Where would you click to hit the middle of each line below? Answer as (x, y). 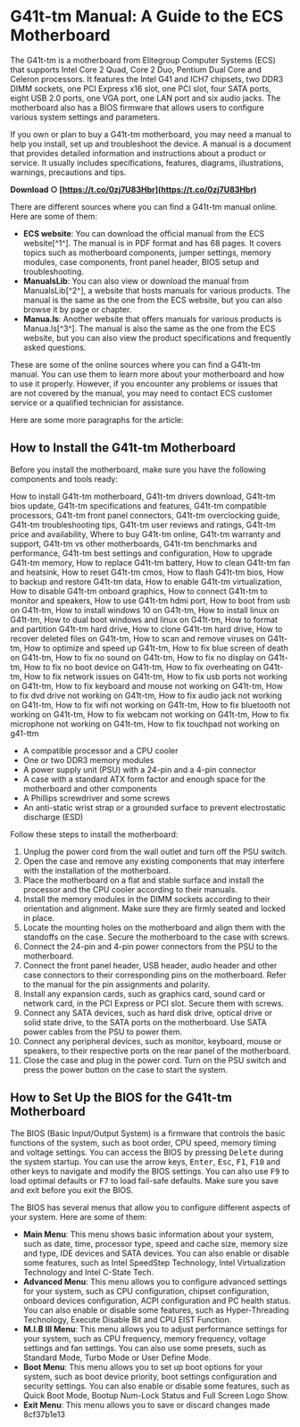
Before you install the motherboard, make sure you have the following (138, 469)
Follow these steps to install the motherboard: (94, 834)
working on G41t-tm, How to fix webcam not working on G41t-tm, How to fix (150, 714)
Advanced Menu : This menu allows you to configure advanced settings (155, 1282)
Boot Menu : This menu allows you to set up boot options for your (143, 1366)
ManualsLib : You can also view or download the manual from (136, 281)
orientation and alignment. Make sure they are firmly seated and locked (154, 908)
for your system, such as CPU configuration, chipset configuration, (146, 1290)
